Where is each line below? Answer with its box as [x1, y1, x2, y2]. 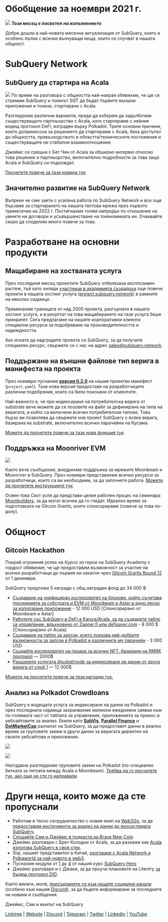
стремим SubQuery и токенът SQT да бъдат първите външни [5, 97, 136, 103]
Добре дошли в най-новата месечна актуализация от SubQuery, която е [5, 30, 160, 36]
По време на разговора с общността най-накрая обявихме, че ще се [11, 92, 160, 98]
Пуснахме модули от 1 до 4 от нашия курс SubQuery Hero [12, 861, 137, 867]
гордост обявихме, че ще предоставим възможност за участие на [5, 564, 148, 570]
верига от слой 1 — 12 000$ [12, 664, 72, 670]
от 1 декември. [5, 575, 37, 582]
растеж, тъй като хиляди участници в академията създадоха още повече [5, 285, 163, 291]
